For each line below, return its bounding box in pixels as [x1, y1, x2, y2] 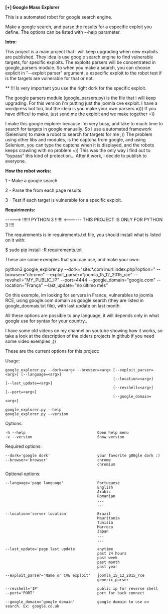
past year [97, 564, 118, 569]
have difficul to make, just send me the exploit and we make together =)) [5, 111, 155, 117]
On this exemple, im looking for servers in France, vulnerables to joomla [5, 292, 153, 298]
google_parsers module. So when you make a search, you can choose [5, 65, 150, 70]
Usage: [5, 358, 20, 364]
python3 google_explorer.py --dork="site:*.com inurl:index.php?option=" [5, 266, 155, 272]
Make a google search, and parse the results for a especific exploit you [5, 24, 152, 30]
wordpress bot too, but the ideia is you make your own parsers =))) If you [5, 106, 156, 111]
